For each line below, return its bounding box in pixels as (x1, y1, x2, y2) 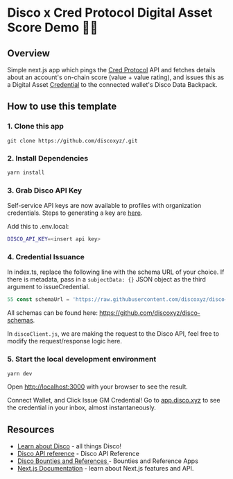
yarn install (7, 169, 45, 176)
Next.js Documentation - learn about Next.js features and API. (17, 464, 194, 473)
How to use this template (7, 101, 117, 113)
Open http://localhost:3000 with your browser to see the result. (7, 382, 189, 391)
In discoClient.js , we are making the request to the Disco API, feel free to (7, 330, 220, 338)
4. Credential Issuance (7, 252, 85, 261)
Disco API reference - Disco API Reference (17, 450, 140, 458)
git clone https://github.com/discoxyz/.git (7, 137, 138, 144)
